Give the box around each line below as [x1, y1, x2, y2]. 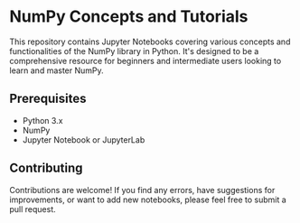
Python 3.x [22, 115, 63, 125]
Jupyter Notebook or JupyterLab [22, 134, 145, 145]
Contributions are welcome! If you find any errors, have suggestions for [9, 184, 276, 195]
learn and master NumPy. [9, 65, 104, 76]
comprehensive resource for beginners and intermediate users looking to [9, 55, 282, 66]
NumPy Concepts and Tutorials [9, 6, 248, 27]
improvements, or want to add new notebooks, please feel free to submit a [9, 194, 286, 205]
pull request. [9, 203, 56, 214]
